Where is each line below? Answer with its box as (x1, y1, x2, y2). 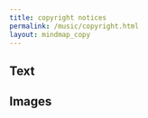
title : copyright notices (9, 13, 106, 23)
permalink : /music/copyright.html (9, 22, 140, 31)
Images (9, 94, 52, 109)
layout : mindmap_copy (9, 30, 91, 39)
